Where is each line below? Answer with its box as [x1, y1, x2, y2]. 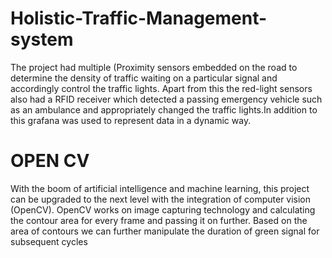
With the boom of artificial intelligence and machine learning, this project [10, 182, 310, 194]
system [10, 28, 74, 51]
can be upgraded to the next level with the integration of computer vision [10, 193, 312, 205]
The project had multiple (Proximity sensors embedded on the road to [10, 61, 298, 73]
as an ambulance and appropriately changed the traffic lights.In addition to [10, 103, 318, 116]
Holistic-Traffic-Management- [10, 7, 268, 30]
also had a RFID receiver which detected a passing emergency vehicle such [10, 93, 323, 105]
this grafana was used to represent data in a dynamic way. [10, 114, 252, 126]
